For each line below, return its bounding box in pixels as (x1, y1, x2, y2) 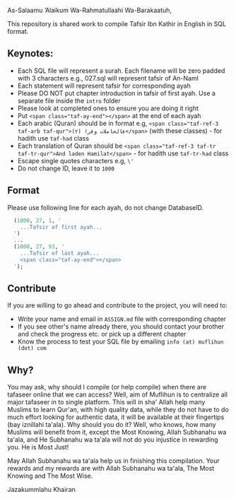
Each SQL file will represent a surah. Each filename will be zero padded (17, 66, 225, 75)
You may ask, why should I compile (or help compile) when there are (7, 383, 207, 392)
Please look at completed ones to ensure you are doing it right (17, 104, 199, 112)
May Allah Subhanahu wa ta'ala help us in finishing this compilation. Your (7, 457, 220, 465)
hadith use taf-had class (17, 134, 90, 142)
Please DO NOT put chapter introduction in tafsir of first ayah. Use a (17, 88, 216, 98)
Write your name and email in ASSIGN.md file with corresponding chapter (17, 315, 226, 324)
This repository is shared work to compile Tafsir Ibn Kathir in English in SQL (7, 20, 227, 28)
